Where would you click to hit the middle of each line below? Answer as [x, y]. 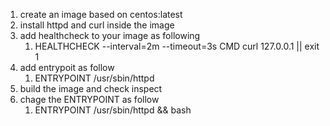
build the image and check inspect [91, 88]
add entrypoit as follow [67, 67]
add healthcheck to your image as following [110, 35]
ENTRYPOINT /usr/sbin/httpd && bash [113, 110]
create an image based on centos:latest [101, 14]
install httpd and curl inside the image [97, 25]
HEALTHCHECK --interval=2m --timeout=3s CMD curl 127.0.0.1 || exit [177, 46]
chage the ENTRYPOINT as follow [89, 99]
